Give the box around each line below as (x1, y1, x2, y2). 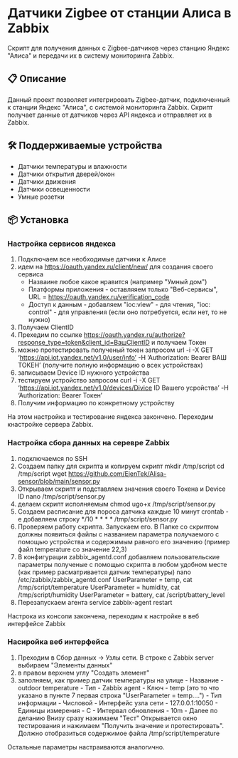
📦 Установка (7, 214, 69, 226)
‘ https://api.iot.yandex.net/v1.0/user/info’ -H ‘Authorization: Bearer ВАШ (17, 353, 227, 362)
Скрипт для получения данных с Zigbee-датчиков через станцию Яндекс (7, 43, 230, 52)
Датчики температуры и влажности (17, 162, 127, 170)
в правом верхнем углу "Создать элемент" (17, 668, 150, 677)
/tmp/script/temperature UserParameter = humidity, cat (17, 583, 180, 591)
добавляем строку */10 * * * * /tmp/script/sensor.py (23, 514, 178, 523)
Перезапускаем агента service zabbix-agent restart (17, 598, 173, 606)
